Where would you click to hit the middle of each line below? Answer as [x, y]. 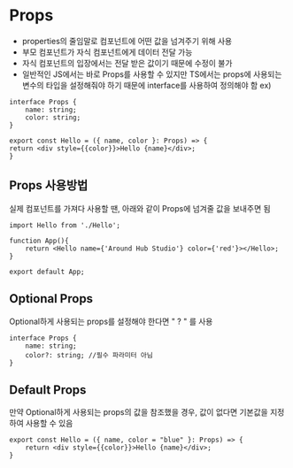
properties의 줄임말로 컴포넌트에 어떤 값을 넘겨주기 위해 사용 [127, 41]
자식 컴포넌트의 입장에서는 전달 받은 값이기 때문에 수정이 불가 [127, 63]
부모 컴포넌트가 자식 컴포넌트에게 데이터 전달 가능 [107, 52]
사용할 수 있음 [49, 423]
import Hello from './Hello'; [65, 225]
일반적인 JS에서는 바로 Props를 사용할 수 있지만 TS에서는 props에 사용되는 [152, 74]
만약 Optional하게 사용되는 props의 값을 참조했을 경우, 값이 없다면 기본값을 [139, 412]
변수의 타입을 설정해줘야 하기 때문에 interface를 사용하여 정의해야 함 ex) [146, 85]
